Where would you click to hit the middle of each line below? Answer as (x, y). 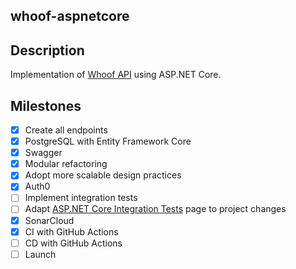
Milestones (46, 105)
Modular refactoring (66, 164)
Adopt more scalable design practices (103, 175)
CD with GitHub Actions (73, 243)
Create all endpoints (66, 130)
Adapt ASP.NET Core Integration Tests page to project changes (155, 209)
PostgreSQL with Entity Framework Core (108, 141)
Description (47, 50)
